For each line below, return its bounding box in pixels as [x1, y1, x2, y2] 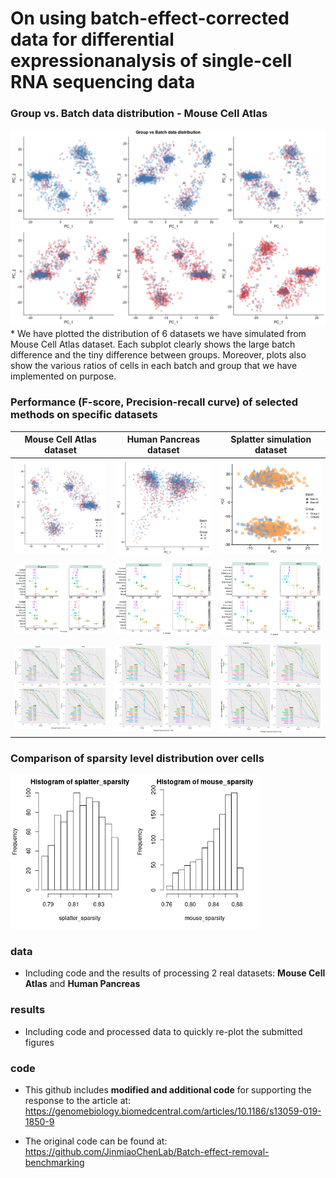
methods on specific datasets [10, 408, 158, 422]
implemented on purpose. [10, 370, 117, 382]
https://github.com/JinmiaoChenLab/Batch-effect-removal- [24, 1146, 270, 1158]
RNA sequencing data [10, 71, 196, 94]
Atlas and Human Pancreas [24, 978, 141, 990]
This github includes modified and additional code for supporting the [24, 1084, 312, 1096]
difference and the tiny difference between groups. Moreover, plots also [10, 349, 307, 361]
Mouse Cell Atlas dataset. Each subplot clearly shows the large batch [10, 338, 296, 351]
